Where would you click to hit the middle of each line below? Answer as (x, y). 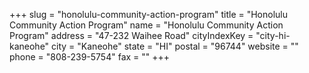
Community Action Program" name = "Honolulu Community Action (146, 25)
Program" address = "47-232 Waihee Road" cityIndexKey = (131, 35)
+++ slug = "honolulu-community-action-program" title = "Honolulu (149, 14)
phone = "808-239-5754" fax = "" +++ (90, 57)
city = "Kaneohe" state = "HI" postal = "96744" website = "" (175, 46)
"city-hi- (273, 35)
